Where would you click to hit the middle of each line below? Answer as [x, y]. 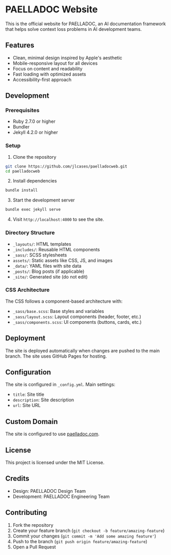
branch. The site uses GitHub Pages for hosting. [56, 356]
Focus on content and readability [47, 68]
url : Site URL [27, 405]
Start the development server [44, 200]
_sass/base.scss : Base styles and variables [58, 311]
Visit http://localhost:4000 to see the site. [58, 219]
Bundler [21, 127]
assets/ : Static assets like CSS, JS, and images [63, 260]
